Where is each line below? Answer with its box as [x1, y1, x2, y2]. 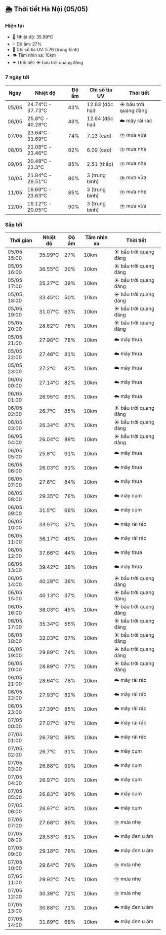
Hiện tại [5, 22, 24, 29]
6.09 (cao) [86, 146, 112, 153]
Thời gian [9, 237, 33, 244]
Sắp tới [5, 221, 22, 228]
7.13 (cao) [86, 132, 112, 139]
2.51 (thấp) [86, 160, 114, 167]
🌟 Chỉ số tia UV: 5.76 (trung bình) [12, 46, 80, 52]
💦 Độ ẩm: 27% [12, 41, 42, 47]
